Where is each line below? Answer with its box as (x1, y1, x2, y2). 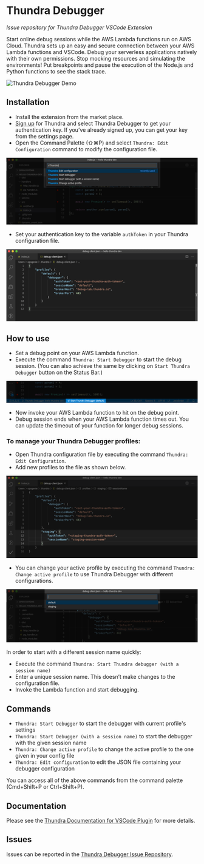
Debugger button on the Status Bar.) (15, 369, 103, 376)
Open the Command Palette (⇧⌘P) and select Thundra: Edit (15, 139, 169, 146)
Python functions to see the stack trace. (6, 67, 106, 75)
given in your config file (15, 752, 75, 760)
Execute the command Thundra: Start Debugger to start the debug (15, 356, 182, 363)
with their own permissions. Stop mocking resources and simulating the (6, 55, 185, 62)
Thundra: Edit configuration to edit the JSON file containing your (15, 758, 182, 766)
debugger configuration (15, 765, 75, 772)
